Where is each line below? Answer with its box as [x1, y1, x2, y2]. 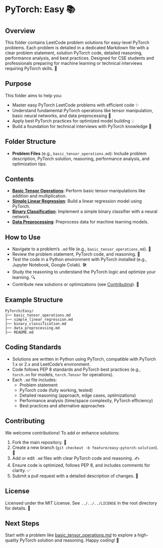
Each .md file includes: [12, 377, 57, 383]
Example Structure [5, 296, 63, 304]
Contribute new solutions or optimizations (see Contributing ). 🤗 [12, 282, 140, 287]
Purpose [5, 80, 32, 88]
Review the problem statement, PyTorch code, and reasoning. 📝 [12, 251, 141, 257]
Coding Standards [5, 343, 61, 351]
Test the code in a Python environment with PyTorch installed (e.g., [12, 257, 147, 263]
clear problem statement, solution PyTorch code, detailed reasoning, [5, 50, 143, 56]
